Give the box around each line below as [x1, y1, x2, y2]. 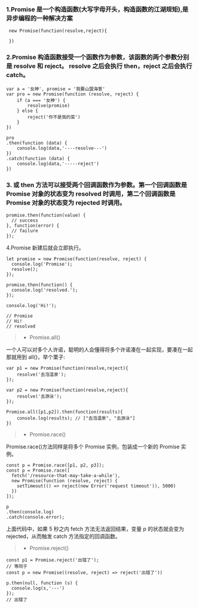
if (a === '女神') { [17, 97, 66, 103]
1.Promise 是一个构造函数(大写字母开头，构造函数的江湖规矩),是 [6, 5, 188, 13]
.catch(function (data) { [6, 155, 70, 161]
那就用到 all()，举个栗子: [6, 353, 65, 360]
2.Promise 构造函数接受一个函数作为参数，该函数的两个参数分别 [6, 53, 190, 62]
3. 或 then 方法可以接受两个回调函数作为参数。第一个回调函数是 [6, 181, 188, 189]
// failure [11, 228, 38, 233]
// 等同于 [6, 563, 28, 569]
